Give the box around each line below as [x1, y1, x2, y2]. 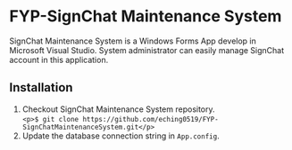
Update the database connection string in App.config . [21, 130, 221, 141]
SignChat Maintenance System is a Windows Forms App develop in [9, 36, 257, 46]
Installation [9, 80, 73, 95]
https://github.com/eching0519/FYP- [82, 114, 219, 123]
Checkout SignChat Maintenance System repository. [21, 104, 216, 114]
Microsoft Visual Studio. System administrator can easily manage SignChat [9, 44, 285, 55]
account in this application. [9, 54, 109, 65]
